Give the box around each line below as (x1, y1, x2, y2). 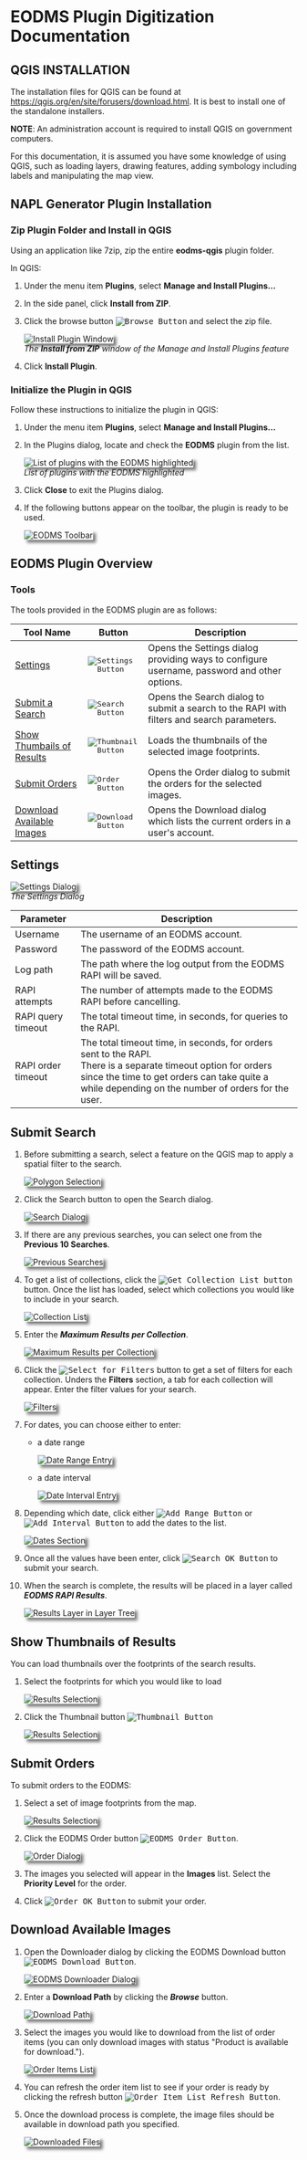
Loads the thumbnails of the (148, 733, 268, 746)
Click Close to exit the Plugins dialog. (23, 484, 164, 495)
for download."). (23, 2046, 85, 2057)
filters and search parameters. (148, 713, 277, 726)
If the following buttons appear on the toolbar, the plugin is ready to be (23, 502, 289, 513)
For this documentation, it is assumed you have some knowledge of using (10, 151, 287, 162)
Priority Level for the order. (23, 1878, 127, 1889)
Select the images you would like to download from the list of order (23, 2027, 276, 2038)
